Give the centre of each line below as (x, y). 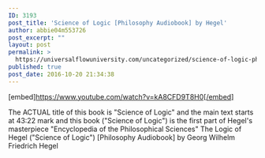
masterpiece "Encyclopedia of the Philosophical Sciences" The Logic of (125, 129)
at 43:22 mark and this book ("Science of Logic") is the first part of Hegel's (131, 120)
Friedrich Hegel (34, 145)
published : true (35, 67)
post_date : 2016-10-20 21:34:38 (61, 74)
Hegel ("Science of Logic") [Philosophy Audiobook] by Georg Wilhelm (121, 137)
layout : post (30, 45)
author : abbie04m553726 (47, 30)
